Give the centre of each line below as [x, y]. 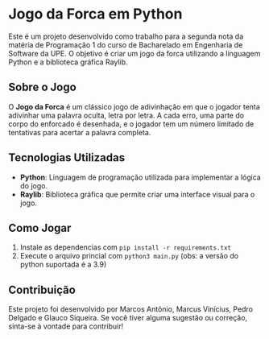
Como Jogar [40, 227]
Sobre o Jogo [42, 87]
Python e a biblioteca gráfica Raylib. [68, 62]
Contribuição [42, 289]
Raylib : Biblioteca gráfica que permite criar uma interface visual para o [137, 194]
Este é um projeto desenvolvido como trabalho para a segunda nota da [126, 36]
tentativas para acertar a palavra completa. [80, 132]
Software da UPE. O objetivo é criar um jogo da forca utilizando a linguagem [134, 53]
